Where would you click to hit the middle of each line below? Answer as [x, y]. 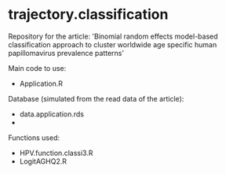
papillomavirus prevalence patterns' [66, 53]
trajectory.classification [88, 15]
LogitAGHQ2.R [43, 161]
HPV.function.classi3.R [56, 153]
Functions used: [34, 137]
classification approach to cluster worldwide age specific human [113, 44]
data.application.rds [52, 114]
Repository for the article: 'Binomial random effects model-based [113, 36]
